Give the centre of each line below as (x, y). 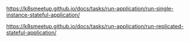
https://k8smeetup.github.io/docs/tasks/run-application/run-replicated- (95, 26)
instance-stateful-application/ (43, 15)
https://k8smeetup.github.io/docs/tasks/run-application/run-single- (90, 9)
